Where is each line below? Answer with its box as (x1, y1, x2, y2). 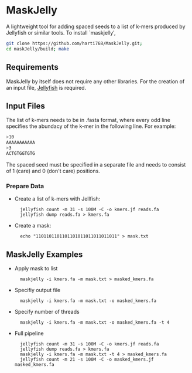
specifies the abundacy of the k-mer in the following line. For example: (6, 123, 176, 130)
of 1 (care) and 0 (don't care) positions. (6, 167, 101, 174)
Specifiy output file (14, 286, 61, 293)
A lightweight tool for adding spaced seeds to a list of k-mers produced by (6, 23, 186, 30)
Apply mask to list (14, 265, 58, 272)
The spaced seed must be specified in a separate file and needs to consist (6, 161, 186, 168)
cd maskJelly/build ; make (6, 46, 69, 52)
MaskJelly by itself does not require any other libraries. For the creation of (6, 77, 185, 85)
